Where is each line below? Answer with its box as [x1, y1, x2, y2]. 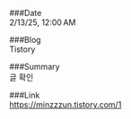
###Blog [9, 35, 42, 45]
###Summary [9, 62, 60, 72]
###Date [9, 8, 42, 18]
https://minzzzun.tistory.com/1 [9, 99, 122, 110]
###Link [9, 89, 40, 100]
